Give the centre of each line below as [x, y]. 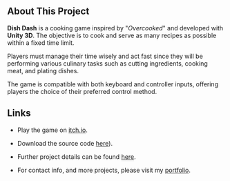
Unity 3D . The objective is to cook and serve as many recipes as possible [112, 35]
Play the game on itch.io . [52, 130]
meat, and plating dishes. [43, 70]
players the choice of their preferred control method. [82, 91]
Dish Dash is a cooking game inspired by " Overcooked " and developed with [115, 28]
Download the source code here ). [65, 143]
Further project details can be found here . [76, 156]
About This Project [48, 11]
